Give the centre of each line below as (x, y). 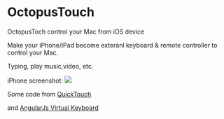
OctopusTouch (51, 12)
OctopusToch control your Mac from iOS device (76, 31)
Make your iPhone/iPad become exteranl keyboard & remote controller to (112, 45)
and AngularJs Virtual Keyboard (53, 107)
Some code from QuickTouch (49, 94)
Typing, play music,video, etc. (50, 66)
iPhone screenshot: (35, 80)
